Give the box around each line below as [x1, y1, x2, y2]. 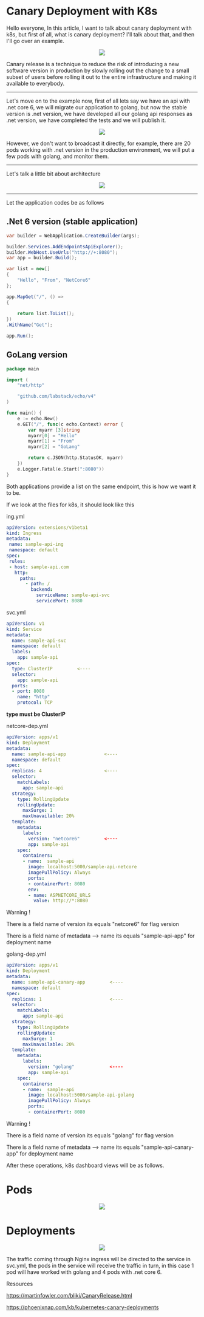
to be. [6, 489, 21, 496]
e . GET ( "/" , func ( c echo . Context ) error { [17, 421, 123, 427]
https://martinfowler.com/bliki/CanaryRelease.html [6, 1291, 132, 1299]
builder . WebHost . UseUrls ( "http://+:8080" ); [6, 249, 118, 256]
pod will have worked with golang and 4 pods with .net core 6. [6, 1268, 162, 1276]
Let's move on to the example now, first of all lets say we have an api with [6, 97, 190, 104]
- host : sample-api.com [8, 563, 69, 570]
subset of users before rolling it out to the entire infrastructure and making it [6, 73, 197, 80]
